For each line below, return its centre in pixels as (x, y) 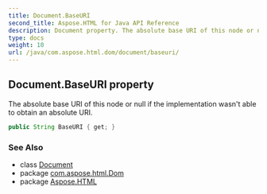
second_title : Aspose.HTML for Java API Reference (94, 23)
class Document (46, 165)
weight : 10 (26, 45)
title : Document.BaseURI (49, 16)
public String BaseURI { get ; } (62, 127)
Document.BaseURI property (81, 85)
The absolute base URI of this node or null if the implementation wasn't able (132, 103)
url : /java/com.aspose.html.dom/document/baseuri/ (94, 52)
